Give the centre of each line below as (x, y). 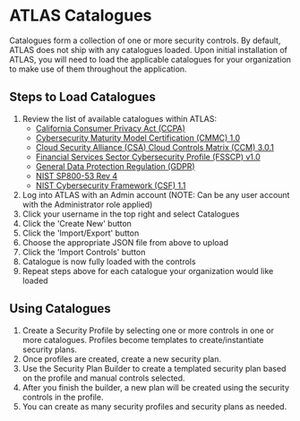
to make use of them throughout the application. (98, 69)
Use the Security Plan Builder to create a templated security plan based (154, 368)
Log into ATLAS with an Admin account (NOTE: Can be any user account (156, 194)
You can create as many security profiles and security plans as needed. (154, 406)
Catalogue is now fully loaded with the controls (109, 262)
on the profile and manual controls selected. (103, 378)
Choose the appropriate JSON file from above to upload (125, 242)
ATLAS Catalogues (81, 16)
